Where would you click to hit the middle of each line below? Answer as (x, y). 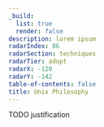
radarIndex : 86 (34, 46)
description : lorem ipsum (52, 39)
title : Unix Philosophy (49, 92)
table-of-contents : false (52, 84)
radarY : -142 (30, 77)
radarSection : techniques (52, 54)
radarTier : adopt (38, 62)
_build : (22, 16)
